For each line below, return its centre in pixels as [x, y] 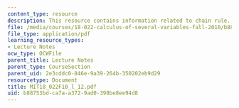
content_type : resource [43, 14]
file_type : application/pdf [49, 34]
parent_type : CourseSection [49, 67]
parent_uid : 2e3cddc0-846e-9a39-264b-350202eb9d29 [84, 73]
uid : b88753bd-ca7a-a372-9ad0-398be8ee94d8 [73, 93]
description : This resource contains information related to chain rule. [119, 21]
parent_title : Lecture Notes [51, 60]
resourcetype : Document [43, 80]
